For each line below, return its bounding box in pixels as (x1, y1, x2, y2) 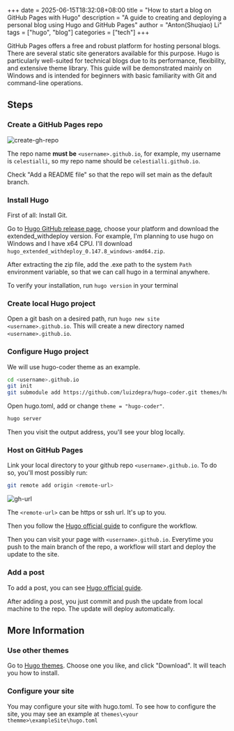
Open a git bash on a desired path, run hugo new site (7, 314, 160, 323)
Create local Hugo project (7, 298, 96, 308)
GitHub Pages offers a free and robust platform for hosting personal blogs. (7, 42, 221, 50)
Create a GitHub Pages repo (7, 120, 103, 130)
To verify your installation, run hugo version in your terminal (7, 281, 179, 289)
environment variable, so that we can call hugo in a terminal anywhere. (7, 267, 210, 276)
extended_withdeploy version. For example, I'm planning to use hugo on (7, 232, 214, 240)
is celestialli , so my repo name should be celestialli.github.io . (7, 156, 201, 165)
